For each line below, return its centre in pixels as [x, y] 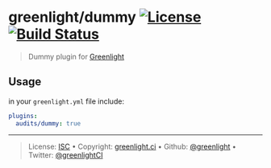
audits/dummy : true [48, 123]
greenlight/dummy [73, 17]
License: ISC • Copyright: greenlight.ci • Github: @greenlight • [132, 146]
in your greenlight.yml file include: [67, 101]
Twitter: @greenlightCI [65, 155]
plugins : [23, 116]
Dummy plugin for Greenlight [76, 56]
